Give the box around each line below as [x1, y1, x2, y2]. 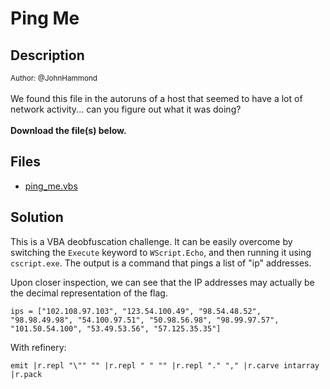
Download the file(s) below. [10, 125, 127, 136]
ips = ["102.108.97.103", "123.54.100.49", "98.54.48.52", [10, 306, 262, 316]
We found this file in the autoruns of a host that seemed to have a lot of [10, 93, 303, 104]
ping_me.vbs [24, 180, 78, 192]
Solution [10, 209, 64, 226]
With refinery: [10, 341, 67, 353]
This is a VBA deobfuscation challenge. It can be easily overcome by [10, 235, 293, 247]
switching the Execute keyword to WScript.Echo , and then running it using [10, 246, 312, 258]
